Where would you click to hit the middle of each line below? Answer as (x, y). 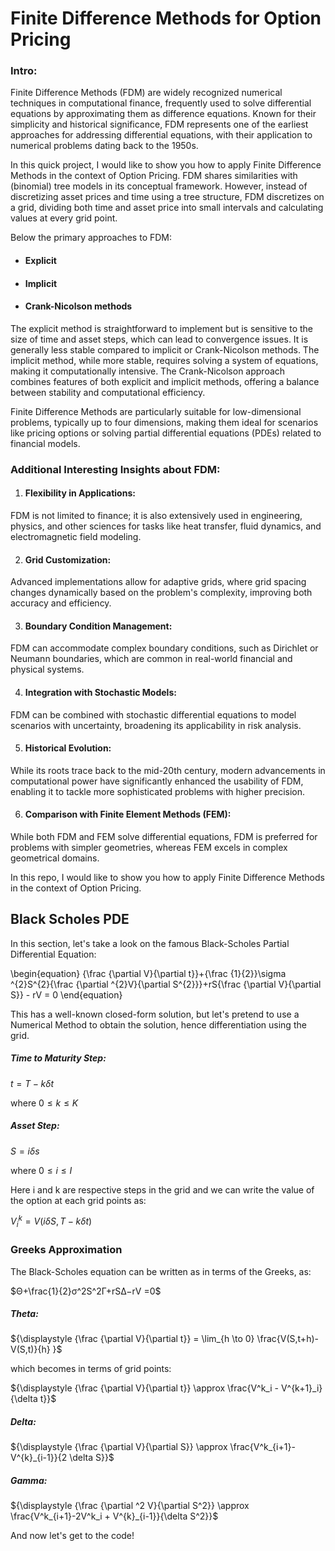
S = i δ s (25, 1151)
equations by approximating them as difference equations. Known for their (163, 114)
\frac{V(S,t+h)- (287, 1339)
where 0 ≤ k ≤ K (44, 1103)
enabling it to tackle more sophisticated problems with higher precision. (158, 791)
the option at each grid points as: (78, 1200)
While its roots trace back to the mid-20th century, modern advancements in (168, 770)
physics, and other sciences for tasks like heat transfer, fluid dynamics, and (166, 526)
